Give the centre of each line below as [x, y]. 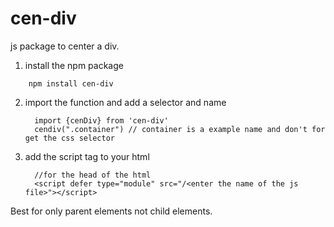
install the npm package [74, 65]
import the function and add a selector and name [125, 102]
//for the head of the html [93, 175]
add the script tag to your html [87, 156]
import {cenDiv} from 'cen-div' [101, 120]
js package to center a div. [65, 46]
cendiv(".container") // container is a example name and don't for [180, 129]
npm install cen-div [71, 83]
